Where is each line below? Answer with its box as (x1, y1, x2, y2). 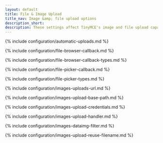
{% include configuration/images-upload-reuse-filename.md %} (5, 132, 133, 138)
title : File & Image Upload (5, 12, 62, 16)
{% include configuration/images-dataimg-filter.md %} (5, 123, 114, 129)
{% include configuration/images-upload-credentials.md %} (5, 104, 125, 110)
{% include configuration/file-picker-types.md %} (5, 76, 105, 82)
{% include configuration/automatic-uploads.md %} (5, 38, 109, 44)
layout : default (5, 7, 38, 12)
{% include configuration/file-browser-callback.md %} (5, 48, 114, 54)
